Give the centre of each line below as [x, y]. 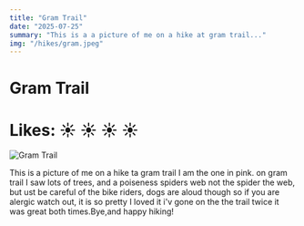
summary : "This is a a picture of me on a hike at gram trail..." [138, 35]
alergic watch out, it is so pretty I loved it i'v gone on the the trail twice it [144, 202]
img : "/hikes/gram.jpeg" [56, 43]
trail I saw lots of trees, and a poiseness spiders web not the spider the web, [152, 182]
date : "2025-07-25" [46, 26]
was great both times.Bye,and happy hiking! [92, 211]
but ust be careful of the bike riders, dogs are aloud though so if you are [145, 192]
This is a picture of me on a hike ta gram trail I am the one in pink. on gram [149, 173]
